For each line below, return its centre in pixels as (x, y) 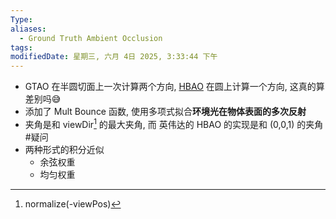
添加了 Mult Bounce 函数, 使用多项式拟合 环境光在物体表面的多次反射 (165, 112)
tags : (21, 47)
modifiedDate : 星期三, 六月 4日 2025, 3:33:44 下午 (114, 57)
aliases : (28, 29)
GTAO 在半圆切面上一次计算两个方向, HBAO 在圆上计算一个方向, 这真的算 (174, 87)
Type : (21, 19)
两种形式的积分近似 (64, 149)
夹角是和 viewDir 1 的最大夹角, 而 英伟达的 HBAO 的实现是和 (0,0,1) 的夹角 (174, 123)
